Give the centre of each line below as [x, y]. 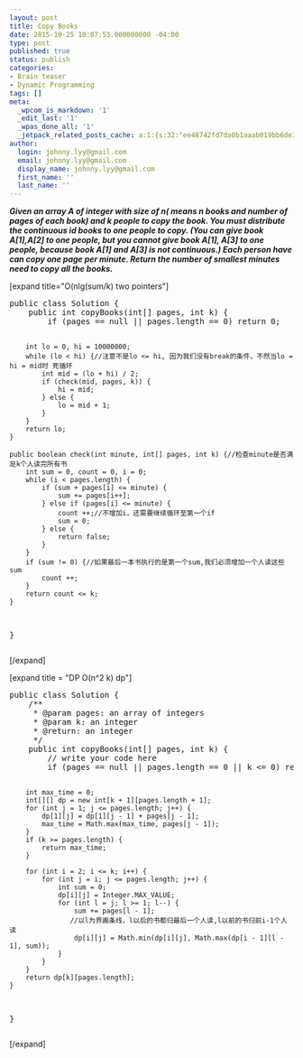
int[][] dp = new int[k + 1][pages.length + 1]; [119, 801]
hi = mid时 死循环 [41, 367]
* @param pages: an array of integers [119, 713]
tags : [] [26, 93]
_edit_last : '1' [48, 118]
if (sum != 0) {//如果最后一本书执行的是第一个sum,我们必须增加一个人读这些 [156, 562]
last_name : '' [44, 186]
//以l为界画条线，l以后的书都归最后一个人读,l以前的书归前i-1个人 [179, 921]
